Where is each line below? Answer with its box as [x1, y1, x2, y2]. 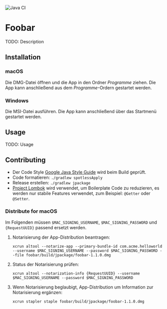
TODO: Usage [5, 141, 34, 147]
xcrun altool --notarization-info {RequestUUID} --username [12, 271, 140, 276]
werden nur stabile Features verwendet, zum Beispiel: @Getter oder [12, 190, 151, 196]
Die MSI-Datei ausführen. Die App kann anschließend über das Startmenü [5, 108, 157, 114]
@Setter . [12, 195, 30, 201]
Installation [5, 53, 41, 62]
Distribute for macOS [5, 208, 57, 215]
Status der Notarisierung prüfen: [12, 261, 79, 267]
